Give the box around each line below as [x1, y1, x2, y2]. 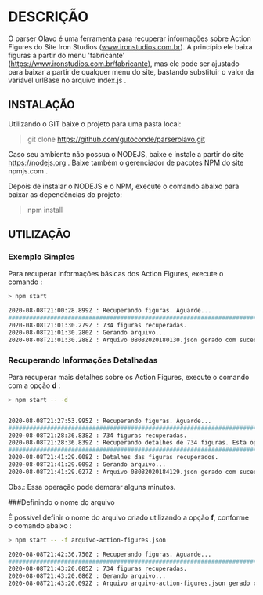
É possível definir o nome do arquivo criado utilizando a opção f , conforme [8, 513, 249, 522]
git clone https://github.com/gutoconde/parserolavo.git [27, 134, 205, 144]
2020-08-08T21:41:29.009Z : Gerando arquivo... [8, 461, 167, 469]
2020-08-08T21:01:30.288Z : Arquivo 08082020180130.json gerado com [8, 336, 236, 344]
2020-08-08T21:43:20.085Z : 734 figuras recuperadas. [8, 565, 188, 573]
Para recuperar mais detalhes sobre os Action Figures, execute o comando [8, 372, 250, 381]
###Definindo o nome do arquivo [8, 497, 115, 506]
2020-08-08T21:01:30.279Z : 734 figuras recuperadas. [8, 322, 188, 330]
